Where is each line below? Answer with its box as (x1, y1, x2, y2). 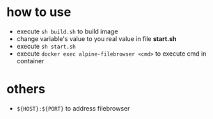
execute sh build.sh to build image (16, 27, 118, 35)
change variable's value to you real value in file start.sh (16, 34, 177, 42)
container (16, 56, 45, 65)
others (6, 81, 46, 97)
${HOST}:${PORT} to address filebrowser (16, 104, 130, 112)
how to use (6, 4, 72, 20)
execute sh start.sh (16, 42, 76, 50)
